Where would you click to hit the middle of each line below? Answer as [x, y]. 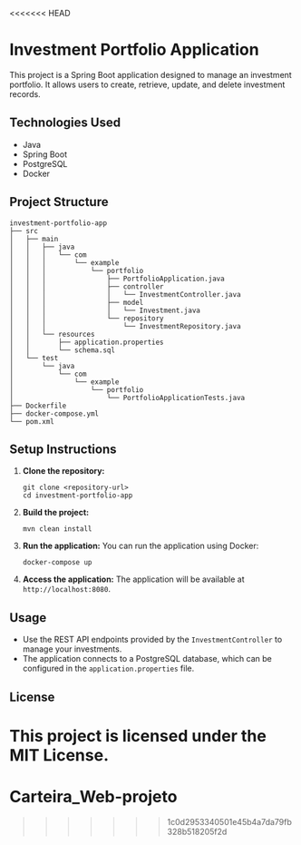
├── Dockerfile [38, 406]
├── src [24, 231]
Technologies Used [65, 123]
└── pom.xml [32, 421]
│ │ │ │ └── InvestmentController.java [126, 294]
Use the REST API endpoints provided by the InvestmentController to [152, 640]
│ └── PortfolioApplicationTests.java [127, 398]
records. [25, 93]
